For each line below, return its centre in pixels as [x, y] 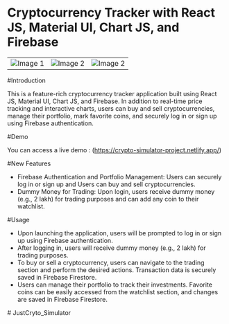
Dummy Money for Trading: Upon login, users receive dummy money [116, 191]
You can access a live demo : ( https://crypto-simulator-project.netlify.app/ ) [114, 150]
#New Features [29, 163]
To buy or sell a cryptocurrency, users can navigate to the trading [111, 262]
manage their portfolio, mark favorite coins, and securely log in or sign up [112, 116]
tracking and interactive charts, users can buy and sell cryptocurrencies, [111, 108]
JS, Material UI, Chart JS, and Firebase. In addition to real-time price [105, 101]
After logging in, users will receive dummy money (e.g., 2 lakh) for [111, 248]
